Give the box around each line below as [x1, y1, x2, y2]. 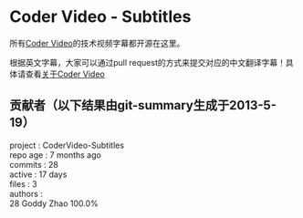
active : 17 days [9, 169, 68, 180]
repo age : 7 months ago [9, 149, 102, 161]
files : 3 [9, 178, 38, 189]
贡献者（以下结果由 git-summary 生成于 [9, 98, 230, 113]
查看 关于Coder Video [25, 68, 105, 79]
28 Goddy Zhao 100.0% [9, 198, 99, 209]
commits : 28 [9, 159, 59, 170]
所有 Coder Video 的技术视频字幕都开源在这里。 [9, 37, 185, 48]
